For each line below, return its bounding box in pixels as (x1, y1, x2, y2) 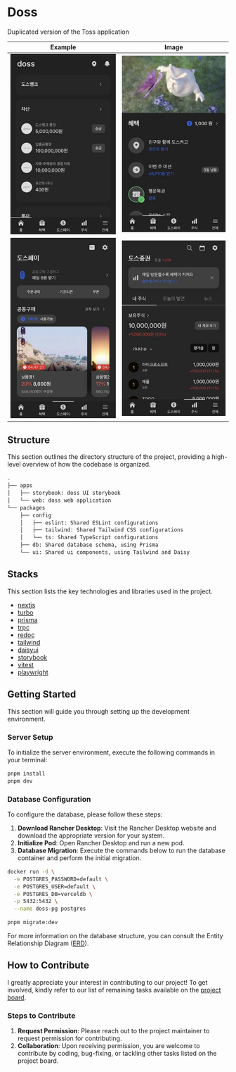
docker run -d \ (7, 868, 55, 875)
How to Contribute (7, 959, 90, 971)
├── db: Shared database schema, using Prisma (20, 541, 159, 549)
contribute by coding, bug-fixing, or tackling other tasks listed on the (17, 1049, 217, 1058)
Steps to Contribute (7, 1011, 76, 1021)
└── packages (7, 504, 46, 511)
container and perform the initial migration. (17, 853, 142, 862)
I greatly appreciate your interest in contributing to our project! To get (7, 978, 208, 986)
